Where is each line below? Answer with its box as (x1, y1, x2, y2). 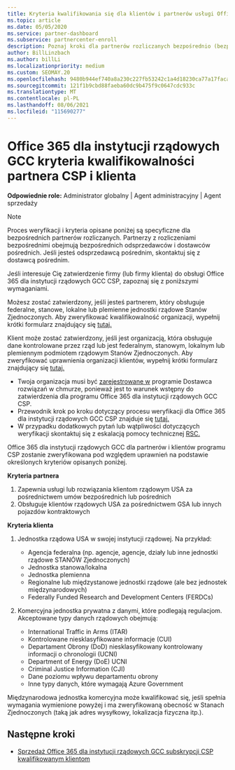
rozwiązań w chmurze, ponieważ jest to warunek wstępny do (17, 384, 194, 393)
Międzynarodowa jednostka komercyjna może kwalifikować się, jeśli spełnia (7, 693, 226, 701)
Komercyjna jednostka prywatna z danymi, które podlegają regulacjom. (17, 606, 222, 614)
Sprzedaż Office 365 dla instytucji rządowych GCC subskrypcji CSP (17, 747, 214, 755)
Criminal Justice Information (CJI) (27, 664, 126, 673)
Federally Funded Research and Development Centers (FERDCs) (27, 593, 213, 601)
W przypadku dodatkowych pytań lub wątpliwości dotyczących (17, 421, 201, 430)
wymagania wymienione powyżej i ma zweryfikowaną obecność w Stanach (7, 701, 225, 709)
